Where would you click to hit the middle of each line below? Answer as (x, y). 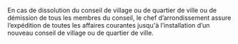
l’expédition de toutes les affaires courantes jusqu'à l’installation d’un (109, 25)
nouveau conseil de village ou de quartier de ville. (80, 33)
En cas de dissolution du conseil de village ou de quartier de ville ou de (112, 10)
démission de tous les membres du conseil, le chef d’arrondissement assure (119, 18)
